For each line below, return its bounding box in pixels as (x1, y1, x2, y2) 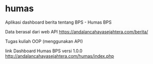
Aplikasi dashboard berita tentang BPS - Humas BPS (5, 19, 112, 25)
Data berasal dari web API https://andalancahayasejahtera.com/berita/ (5, 29, 149, 34)
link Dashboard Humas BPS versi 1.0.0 (5, 48, 83, 54)
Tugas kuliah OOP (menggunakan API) (5, 38, 83, 44)
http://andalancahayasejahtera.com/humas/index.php (5, 53, 115, 59)
